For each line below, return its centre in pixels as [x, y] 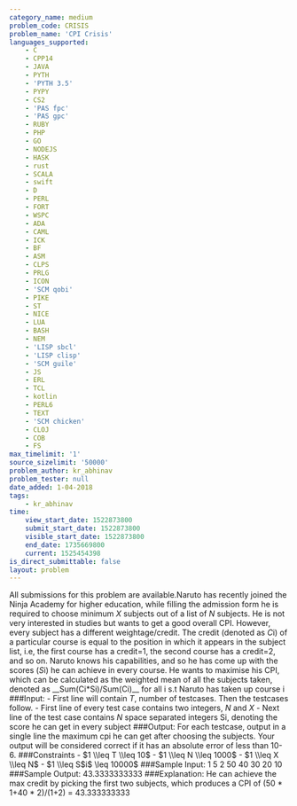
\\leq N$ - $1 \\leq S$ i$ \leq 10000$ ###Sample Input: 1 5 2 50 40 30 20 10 [146, 764]
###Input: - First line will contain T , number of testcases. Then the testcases [149, 699]
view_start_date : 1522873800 [79, 520]
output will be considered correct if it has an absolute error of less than [139, 746]
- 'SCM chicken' [55, 421]
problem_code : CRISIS [49, 26]
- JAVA [37, 67]
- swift [39, 183]
